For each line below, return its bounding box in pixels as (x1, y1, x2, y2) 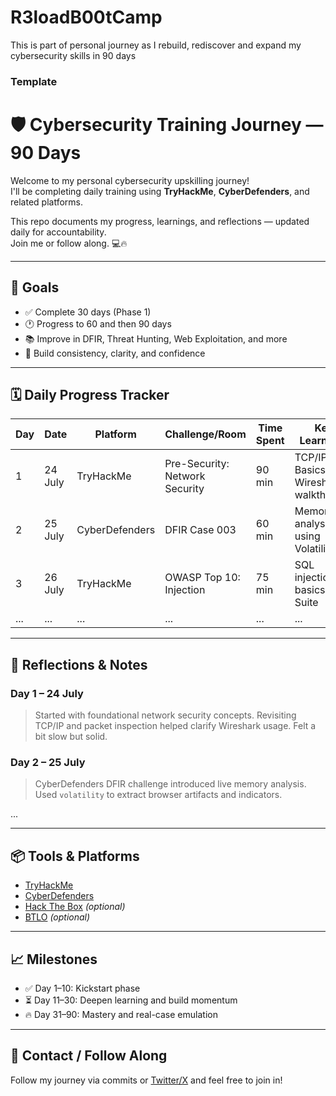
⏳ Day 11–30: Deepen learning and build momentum (24, 994, 238, 1006)
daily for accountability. (10, 226, 107, 238)
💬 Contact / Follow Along (10, 1047, 168, 1065)
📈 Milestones (10, 951, 98, 968)
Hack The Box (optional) (24, 901, 126, 913)
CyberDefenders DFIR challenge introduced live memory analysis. (34, 778, 307, 790)
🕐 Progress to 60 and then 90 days (24, 317, 172, 330)
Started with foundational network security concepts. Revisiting (34, 709, 297, 721)
